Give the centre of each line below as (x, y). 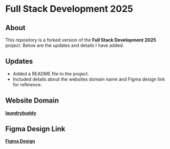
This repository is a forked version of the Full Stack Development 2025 (81, 40)
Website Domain (32, 101)
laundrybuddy (21, 113)
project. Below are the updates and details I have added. (65, 45)
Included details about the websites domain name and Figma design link (89, 79)
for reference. (27, 84)
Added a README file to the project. (51, 73)
